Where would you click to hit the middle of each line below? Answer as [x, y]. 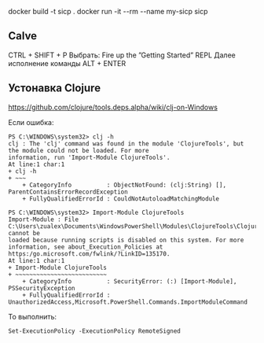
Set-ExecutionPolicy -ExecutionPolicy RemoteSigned [94, 331]
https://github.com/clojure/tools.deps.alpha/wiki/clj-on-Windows [113, 107]
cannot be [24, 233]
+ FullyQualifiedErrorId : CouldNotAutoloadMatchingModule [121, 199]
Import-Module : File [44, 219]
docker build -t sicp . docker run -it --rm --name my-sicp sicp [108, 11]
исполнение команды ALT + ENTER [67, 63]
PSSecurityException [42, 288]
